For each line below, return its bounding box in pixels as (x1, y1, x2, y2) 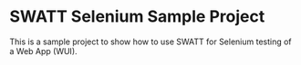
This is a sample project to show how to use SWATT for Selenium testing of (9, 36, 292, 47)
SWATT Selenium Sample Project (9, 6, 265, 27)
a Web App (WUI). (9, 45, 78, 56)
